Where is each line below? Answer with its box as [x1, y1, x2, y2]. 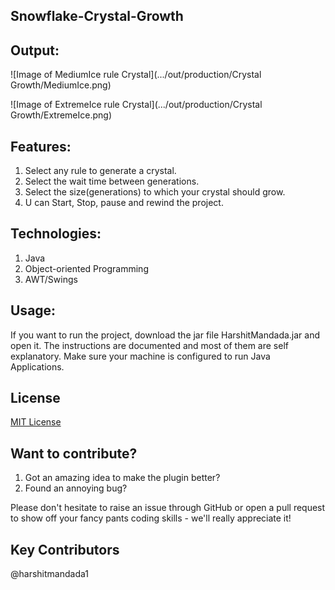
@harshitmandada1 [10, 568, 89, 580]
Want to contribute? [10, 445, 138, 462]
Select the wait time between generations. [24, 175, 200, 188]
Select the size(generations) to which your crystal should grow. [24, 186, 286, 198]
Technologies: [10, 225, 102, 243]
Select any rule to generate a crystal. [24, 165, 177, 177]
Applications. [10, 360, 65, 373]
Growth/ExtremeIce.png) [10, 109, 113, 121]
